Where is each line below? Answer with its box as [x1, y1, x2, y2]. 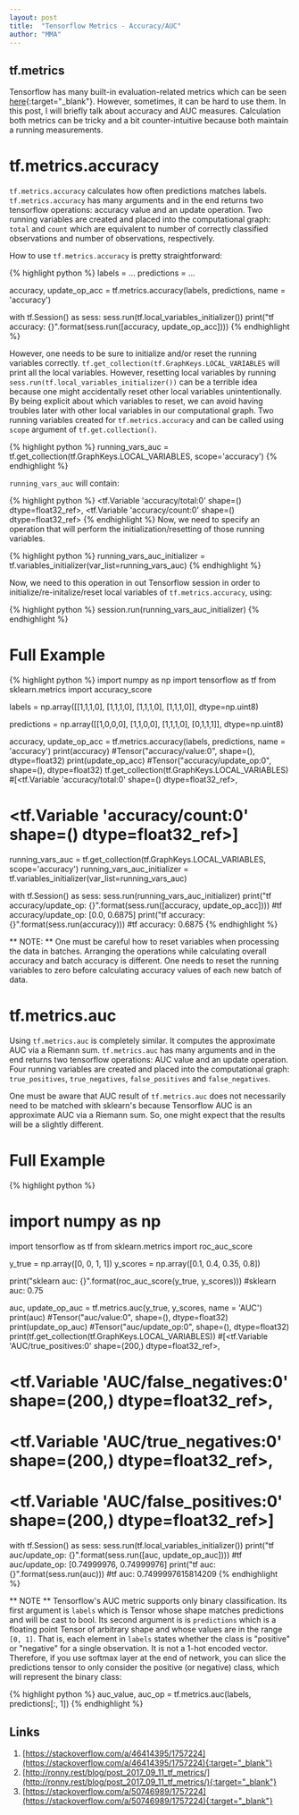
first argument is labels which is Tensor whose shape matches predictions [9, 1605, 284, 1616]
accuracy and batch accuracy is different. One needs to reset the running [9, 955, 279, 966]
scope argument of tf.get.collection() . [9, 424, 158, 435]
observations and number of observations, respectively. [9, 233, 216, 244]
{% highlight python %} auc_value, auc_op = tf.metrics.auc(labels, [9, 1689, 252, 1700]
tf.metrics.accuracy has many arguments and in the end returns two [9, 195, 264, 206]
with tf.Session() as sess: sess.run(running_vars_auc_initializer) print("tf [9, 891, 272, 901]
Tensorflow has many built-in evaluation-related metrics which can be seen [9, 87, 287, 98]
